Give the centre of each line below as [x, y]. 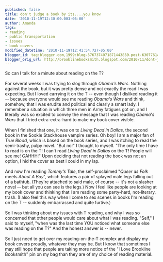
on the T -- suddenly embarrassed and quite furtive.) [58, 203]
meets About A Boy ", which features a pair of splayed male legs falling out [79, 177]
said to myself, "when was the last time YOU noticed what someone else [77, 223]
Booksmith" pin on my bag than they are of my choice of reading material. [79, 254]
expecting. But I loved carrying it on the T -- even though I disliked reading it [81, 94]
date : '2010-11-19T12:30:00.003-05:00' [45, 19]
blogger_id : [17, 55]
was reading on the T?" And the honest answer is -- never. [64, 228]
